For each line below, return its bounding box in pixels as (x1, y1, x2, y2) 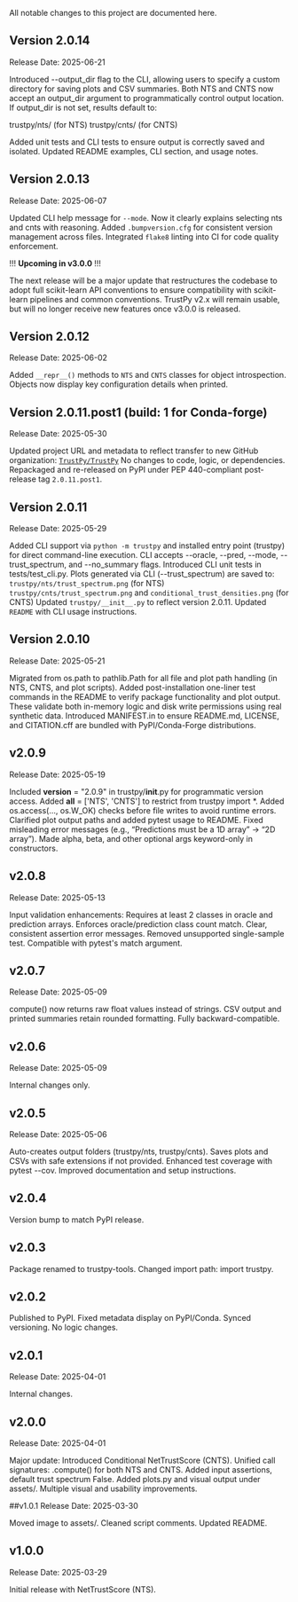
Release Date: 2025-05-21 (9, 656, 106, 666)
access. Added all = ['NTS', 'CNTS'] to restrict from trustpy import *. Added (9, 796, 285, 806)
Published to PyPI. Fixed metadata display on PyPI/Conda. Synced (9, 1313, 251, 1323)
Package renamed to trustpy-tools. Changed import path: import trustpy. (9, 1263, 274, 1274)
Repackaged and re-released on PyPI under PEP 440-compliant (9, 465, 243, 475)
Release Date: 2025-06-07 (9, 195, 107, 206)
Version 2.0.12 (9, 329, 90, 344)
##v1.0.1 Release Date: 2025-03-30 (9, 1501, 139, 1511)
